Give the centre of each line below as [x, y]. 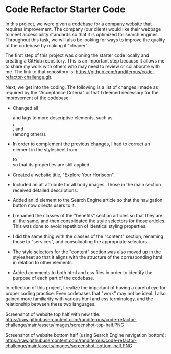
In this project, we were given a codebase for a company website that [79, 24]
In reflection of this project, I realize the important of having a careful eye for [86, 287]
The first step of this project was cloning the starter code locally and [77, 55]
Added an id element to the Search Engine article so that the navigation [88, 200]
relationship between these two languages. [51, 304]
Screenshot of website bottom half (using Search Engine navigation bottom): [86, 335]
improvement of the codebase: [38, 98]
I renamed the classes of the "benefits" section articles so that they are [88, 215]
